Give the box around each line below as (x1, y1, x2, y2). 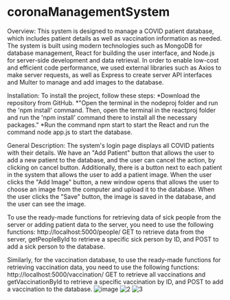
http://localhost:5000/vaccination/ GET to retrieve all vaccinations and (7, 270, 206, 279)
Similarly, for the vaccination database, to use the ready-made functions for (7, 255, 221, 264)
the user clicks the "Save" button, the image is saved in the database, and (7, 192, 216, 200)
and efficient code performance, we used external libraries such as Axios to (7, 63, 222, 72)
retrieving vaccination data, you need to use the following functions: (7, 263, 200, 271)
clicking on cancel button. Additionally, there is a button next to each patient (7, 163, 222, 171)
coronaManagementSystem (7, 4, 170, 20)
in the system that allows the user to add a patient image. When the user (7, 170, 212, 179)
